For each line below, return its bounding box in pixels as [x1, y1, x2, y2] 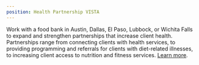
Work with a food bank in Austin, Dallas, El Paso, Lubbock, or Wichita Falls [6, 26, 194, 33]
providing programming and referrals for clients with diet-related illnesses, [6, 45, 194, 52]
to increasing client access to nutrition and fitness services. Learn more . [6, 51, 188, 58]
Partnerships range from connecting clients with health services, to [6, 38, 176, 46]
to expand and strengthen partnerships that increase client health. [6, 32, 173, 39]
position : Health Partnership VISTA [6, 9, 99, 15]
